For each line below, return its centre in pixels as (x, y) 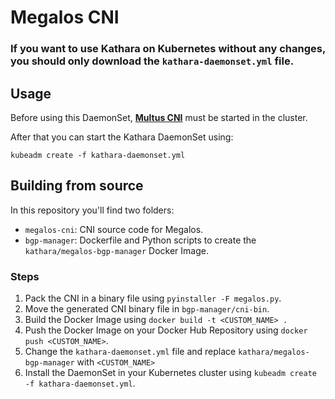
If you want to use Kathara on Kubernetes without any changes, (168, 49)
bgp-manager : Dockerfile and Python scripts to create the (140, 240)
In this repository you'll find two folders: (92, 210)
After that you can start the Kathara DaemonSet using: (122, 137)
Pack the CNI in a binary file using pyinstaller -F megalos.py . (153, 298)
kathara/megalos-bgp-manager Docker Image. (116, 250)
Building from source (77, 186)
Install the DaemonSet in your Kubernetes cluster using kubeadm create (170, 373)
